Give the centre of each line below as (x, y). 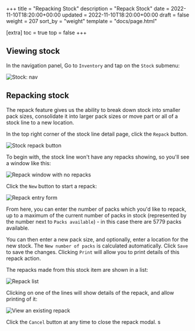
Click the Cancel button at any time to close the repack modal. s (83, 322)
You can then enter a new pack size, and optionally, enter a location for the (97, 239)
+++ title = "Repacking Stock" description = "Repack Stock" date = (88, 9)
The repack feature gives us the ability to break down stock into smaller (93, 110)
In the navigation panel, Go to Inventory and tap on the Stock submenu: (93, 65)
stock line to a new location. (40, 122)
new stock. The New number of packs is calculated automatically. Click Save (97, 246)
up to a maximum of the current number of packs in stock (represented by (96, 215)
